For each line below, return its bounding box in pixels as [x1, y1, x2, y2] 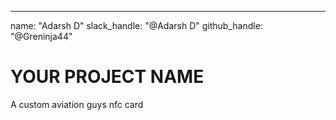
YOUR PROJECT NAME [10, 66, 205, 88]
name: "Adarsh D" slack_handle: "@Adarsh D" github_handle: [10, 20, 263, 31]
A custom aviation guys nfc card [10, 98, 144, 110]
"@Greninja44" [10, 31, 73, 42]
